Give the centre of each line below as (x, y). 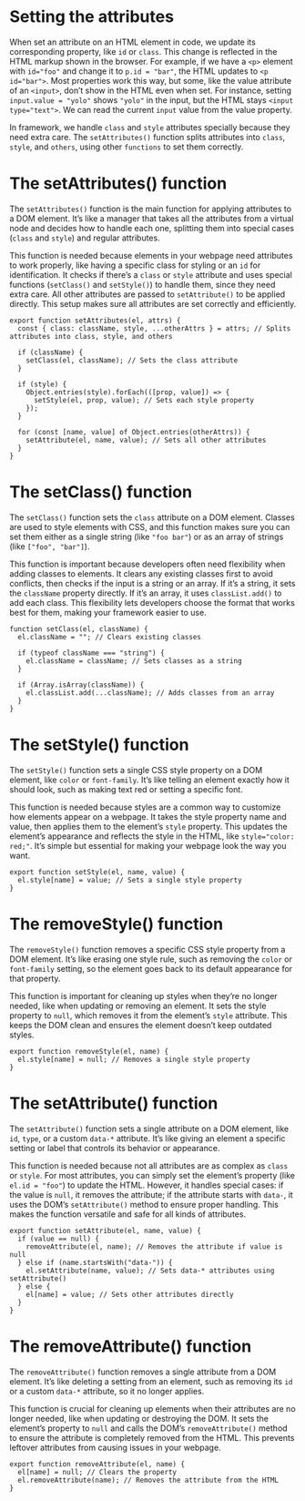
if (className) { (51, 352)
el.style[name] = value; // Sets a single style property (130, 880)
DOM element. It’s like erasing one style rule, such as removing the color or (151, 959)
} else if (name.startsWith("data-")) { (95, 1262)
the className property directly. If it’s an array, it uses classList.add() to (146, 593)
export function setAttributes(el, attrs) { (95, 321)
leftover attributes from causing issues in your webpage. (115, 1447)
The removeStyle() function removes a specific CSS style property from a (147, 949)
